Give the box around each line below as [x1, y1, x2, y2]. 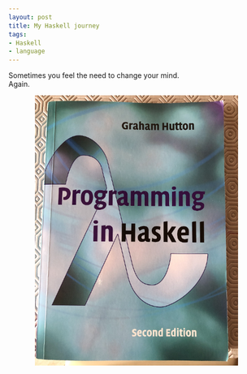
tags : [8, 30, 27, 38]
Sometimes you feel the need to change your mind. [8, 71, 180, 80]
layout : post [8, 13, 53, 21]
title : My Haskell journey [8, 21, 100, 30]
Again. [8, 80, 30, 89]
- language [8, 47, 45, 56]
